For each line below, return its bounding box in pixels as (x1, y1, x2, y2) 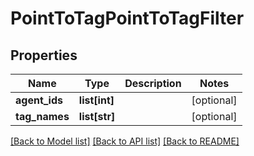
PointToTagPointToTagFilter (10, 7, 245, 30)
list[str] (78, 110, 116, 123)
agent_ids (15, 93, 63, 107)
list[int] (78, 93, 115, 107)
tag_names (15, 110, 70, 123)
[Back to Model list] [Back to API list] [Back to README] (10, 135, 240, 147)
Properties (10, 47, 78, 64)
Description (124, 77, 182, 90)
